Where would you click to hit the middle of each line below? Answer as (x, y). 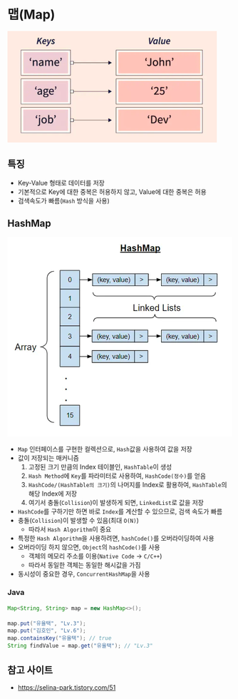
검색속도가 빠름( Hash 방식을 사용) (64, 200)
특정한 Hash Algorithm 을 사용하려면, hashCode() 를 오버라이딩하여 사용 (116, 538)
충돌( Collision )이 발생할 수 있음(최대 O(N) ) (78, 520)
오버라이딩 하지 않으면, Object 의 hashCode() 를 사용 (89, 547)
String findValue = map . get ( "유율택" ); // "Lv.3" (80, 646)
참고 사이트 (30, 670)
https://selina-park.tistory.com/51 (67, 687)
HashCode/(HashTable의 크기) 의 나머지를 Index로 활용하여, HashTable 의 (128, 484)
